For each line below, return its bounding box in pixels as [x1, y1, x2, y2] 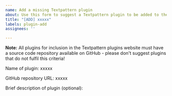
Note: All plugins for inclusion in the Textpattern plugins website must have [5, 45, 164, 51]
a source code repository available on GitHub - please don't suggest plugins [5, 50, 166, 56]
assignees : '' [5, 26, 36, 31]
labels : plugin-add [5, 21, 47, 27]
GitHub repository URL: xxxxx [5, 75, 68, 81]
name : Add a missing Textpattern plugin [5, 7, 93, 13]
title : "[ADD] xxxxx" [5, 17, 52, 22]
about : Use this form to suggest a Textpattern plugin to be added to [5, 12, 159, 17]
